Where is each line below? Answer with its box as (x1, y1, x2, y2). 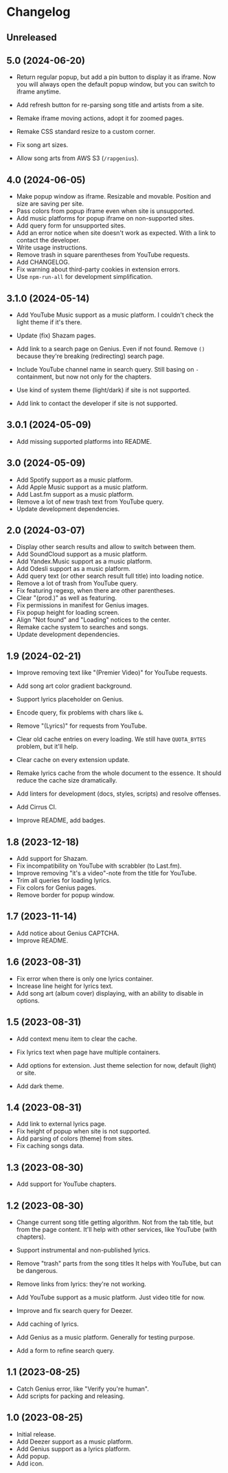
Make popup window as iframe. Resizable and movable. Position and (16, 192, 212, 201)
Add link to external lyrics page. (16, 1120, 107, 1128)
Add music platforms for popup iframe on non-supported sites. (16, 214, 195, 223)
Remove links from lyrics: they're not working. (16, 1279, 147, 1288)
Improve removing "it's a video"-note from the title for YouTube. (16, 869, 197, 877)
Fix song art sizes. (16, 141, 69, 149)
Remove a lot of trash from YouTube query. (16, 579, 138, 587)
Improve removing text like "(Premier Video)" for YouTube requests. (16, 668, 207, 677)
